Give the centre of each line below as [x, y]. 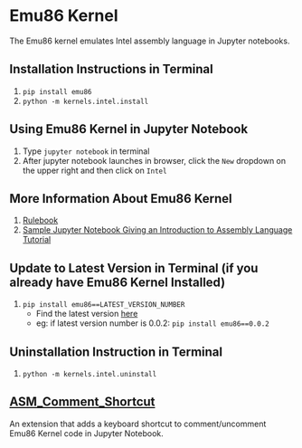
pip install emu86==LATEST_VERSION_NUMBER [104, 305]
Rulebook [40, 220]
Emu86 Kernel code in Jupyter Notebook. [87, 433]
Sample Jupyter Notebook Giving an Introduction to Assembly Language [157, 230]
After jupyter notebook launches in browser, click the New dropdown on [154, 160]
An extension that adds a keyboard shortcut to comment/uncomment [138, 424]
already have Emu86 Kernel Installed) [118, 282]
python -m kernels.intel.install [85, 101]
